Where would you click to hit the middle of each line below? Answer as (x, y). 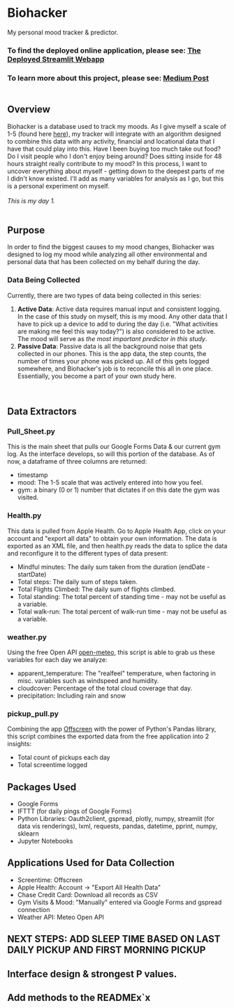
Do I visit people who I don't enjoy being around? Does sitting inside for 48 (115, 156)
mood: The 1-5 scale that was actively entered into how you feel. (110, 483)
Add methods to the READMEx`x (79, 998)
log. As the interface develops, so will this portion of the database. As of (111, 454)
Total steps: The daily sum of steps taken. (78, 581)
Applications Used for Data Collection (91, 863)
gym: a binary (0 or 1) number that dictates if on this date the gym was (118, 490)
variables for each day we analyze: (57, 659)
